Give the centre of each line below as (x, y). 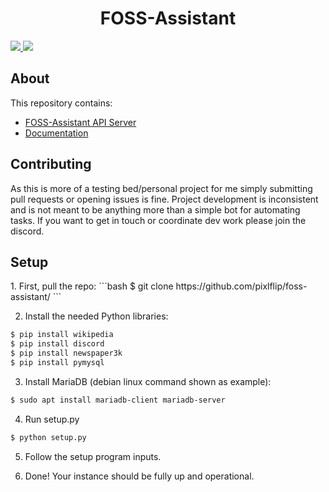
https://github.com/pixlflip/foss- (241, 286)
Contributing (51, 164)
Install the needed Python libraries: (96, 316)
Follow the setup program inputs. (93, 456)
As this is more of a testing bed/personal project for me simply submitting (161, 188)
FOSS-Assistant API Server (80, 122)
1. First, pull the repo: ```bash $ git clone (92, 286)
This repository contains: (61, 103)
